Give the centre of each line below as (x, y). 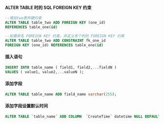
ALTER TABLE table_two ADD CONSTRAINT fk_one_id (55, 41)
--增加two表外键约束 (23, 18)
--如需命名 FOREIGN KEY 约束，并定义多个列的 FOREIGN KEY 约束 (65, 36)
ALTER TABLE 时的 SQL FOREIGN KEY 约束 (48, 7)
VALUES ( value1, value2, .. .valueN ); (44, 72)
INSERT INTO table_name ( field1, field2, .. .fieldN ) (61, 67)
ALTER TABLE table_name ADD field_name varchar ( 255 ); (61, 94)
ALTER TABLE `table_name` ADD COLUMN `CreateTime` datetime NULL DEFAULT (83, 116)
